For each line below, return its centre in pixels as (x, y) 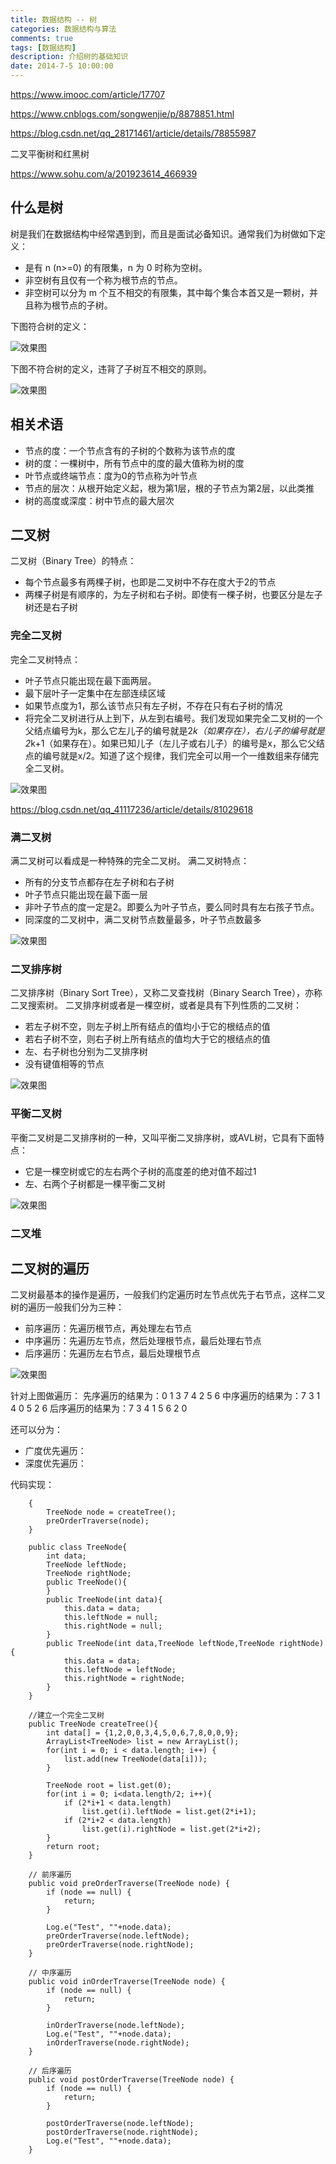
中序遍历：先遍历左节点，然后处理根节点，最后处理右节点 (143, 1341)
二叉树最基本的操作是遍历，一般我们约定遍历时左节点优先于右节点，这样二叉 (168, 1295)
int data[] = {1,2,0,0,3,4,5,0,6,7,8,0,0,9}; (143, 1733)
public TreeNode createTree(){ (93, 1724)
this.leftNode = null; (111, 1617)
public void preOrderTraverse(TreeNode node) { (129, 1884)
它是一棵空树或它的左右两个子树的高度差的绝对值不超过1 (140, 1171)
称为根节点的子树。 (73, 305)
